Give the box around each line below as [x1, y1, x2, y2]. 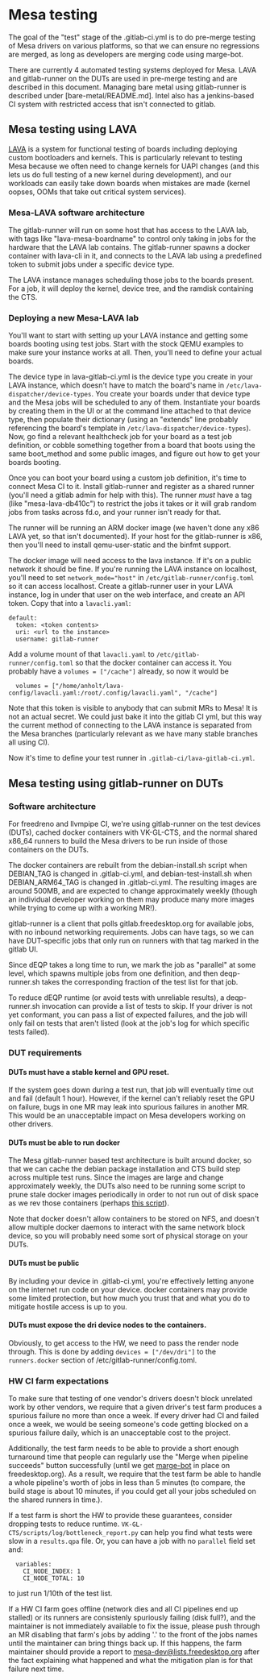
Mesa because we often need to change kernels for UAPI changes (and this [8, 161, 260, 171]
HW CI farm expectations [8, 1375, 109, 1387]
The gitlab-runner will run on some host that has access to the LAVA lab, [8, 226, 249, 235]
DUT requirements [8, 1047, 82, 1058]
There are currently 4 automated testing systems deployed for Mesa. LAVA [8, 64, 256, 74]
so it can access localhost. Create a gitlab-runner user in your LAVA [8, 582, 234, 591]
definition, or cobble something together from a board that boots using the [8, 441, 255, 450]
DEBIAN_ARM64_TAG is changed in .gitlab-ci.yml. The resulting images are [8, 877, 258, 887]
